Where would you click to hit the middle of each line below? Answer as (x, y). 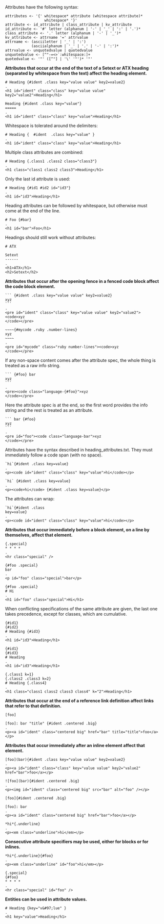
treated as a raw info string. (33, 365)
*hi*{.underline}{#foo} (29, 856)
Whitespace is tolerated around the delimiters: (51, 125)
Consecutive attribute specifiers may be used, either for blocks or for (77, 842)
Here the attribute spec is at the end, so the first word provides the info (76, 405)
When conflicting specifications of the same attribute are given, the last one (81, 609)
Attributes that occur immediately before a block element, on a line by (77, 530)
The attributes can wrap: (30, 499)
